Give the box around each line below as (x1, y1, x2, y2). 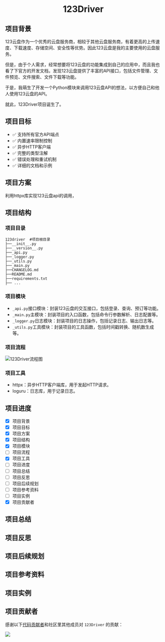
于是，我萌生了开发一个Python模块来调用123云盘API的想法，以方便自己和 (5, 84, 155, 90)
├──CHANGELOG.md (5, 267, 39, 273)
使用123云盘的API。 (9, 91, 50, 96)
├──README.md (5, 272, 32, 277)
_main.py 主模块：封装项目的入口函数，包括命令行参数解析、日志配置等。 (12, 312, 161, 318)
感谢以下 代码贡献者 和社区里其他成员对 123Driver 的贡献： (5, 621, 123, 627)
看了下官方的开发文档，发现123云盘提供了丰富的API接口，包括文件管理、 (5, 68, 154, 74)
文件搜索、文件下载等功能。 (22, 74, 79, 80)
